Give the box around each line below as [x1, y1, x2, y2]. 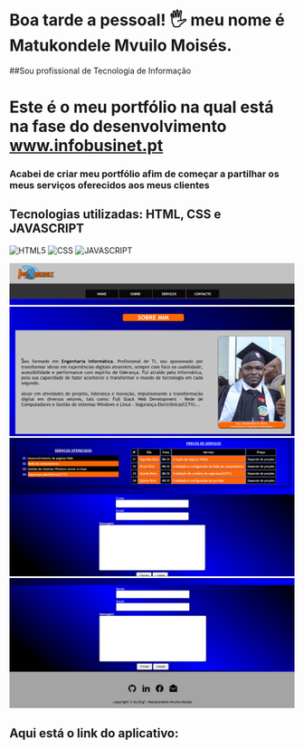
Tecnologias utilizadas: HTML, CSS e [9, 207, 222, 223]
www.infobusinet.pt [9, 136, 164, 156]
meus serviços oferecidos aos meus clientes [9, 179, 210, 192]
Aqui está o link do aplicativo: [9, 725, 179, 741]
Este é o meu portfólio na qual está [9, 97, 274, 118]
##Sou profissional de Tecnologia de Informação [9, 65, 192, 76]
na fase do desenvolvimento [9, 117, 227, 137]
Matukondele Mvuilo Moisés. [9, 35, 233, 56]
